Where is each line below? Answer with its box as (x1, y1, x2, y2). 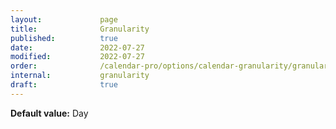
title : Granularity (10, 24, 150, 34)
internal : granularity (10, 71, 150, 81)
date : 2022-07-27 (10, 42, 145, 53)
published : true (10, 33, 118, 43)
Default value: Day (10, 107, 89, 119)
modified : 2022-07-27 (10, 52, 145, 62)
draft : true (10, 80, 118, 90)
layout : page (10, 14, 118, 25)
